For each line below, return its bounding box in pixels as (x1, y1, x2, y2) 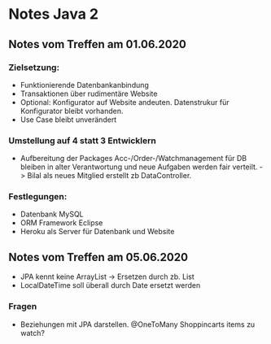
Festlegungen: (8, 191, 68, 202)
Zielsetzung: (8, 62, 59, 73)
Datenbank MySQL (20, 209, 84, 220)
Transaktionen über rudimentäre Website (20, 89, 158, 98)
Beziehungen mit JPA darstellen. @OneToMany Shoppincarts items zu (20, 319, 256, 329)
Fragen (8, 301, 37, 312)
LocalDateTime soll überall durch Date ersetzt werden (20, 281, 201, 290)
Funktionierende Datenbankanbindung (20, 80, 149, 89)
